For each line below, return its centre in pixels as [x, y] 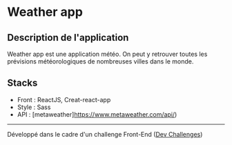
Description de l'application [68, 38]
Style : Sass [34, 107]
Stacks [22, 83]
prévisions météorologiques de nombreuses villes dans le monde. [100, 61]
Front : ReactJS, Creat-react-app [64, 99]
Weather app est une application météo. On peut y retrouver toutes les [107, 54]
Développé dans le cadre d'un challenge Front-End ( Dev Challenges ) [105, 134]
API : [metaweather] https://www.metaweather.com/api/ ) [97, 114]
